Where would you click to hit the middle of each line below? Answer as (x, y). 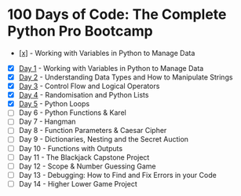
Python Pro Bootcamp (80, 31)
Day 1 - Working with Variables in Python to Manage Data (111, 68)
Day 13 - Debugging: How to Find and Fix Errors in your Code (117, 175)
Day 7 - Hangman (47, 122)
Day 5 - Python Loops (54, 104)
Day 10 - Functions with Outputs (71, 148)
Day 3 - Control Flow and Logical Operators (89, 86)
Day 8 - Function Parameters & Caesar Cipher (93, 131)
